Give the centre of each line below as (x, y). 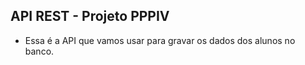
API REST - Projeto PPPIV (90, 16)
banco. (39, 51)
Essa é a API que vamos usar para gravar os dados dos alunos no (160, 40)
